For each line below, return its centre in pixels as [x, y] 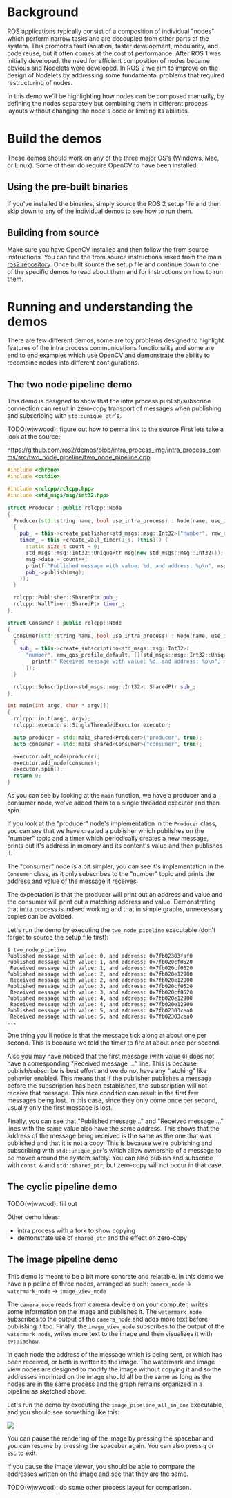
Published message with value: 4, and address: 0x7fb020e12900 [100, 998]
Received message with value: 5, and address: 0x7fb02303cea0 [101, 1016]
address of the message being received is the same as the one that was [109, 1136]
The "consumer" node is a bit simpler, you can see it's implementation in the [116, 866]
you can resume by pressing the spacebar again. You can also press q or [110, 1445]
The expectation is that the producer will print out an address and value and [115, 894]
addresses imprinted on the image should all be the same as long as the [109, 1376]
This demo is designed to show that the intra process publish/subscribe [109, 401]
